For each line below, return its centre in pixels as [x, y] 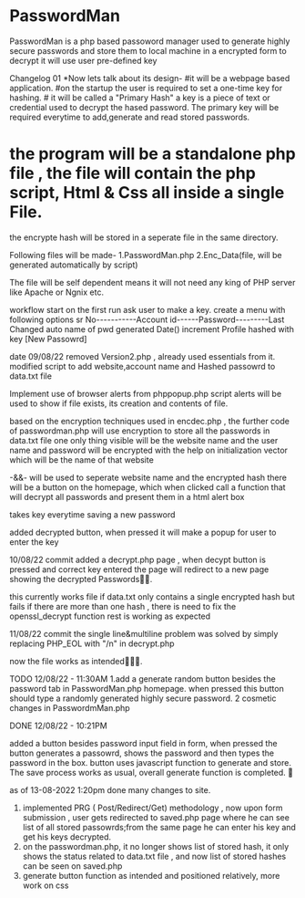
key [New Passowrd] [48, 339]
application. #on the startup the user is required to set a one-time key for [146, 88]
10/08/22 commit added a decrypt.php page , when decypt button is [138, 559]
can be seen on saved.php [72, 866]
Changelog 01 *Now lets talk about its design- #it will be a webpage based [150, 78]
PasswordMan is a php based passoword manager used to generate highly [150, 41]
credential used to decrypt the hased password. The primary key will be [144, 107]
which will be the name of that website [82, 459]
